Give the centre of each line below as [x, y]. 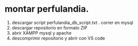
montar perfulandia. [47, 9]
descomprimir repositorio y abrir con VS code [58, 38]
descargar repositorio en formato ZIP [49, 27]
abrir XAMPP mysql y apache [42, 33]
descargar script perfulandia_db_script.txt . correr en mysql [72, 23]
